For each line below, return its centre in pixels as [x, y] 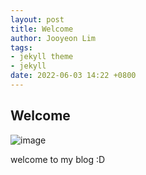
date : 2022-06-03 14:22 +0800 [73, 76]
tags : [21, 47]
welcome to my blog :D [58, 159]
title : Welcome [42, 29]
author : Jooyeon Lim [53, 38]
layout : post [37, 19]
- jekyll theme [42, 57]
